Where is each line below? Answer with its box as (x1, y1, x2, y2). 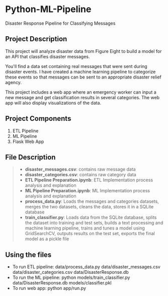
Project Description (5, 35, 67, 43)
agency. (5, 79, 22, 85)
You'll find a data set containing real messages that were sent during (5, 63, 147, 69)
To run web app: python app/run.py (12, 285, 87, 291)
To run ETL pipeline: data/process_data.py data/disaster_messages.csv (12, 264, 161, 270)
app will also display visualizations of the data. (5, 100, 102, 106)
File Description (5, 153, 56, 162)
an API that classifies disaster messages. (5, 53, 90, 59)
